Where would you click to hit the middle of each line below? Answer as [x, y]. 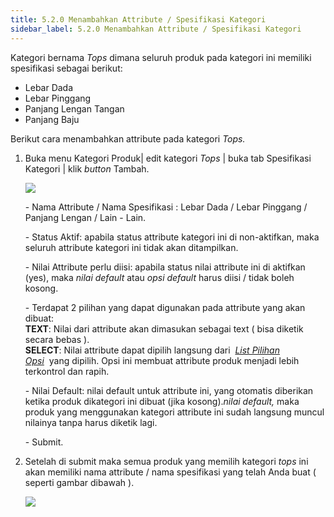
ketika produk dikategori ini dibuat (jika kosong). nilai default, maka [162, 401]
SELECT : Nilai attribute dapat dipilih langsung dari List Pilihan [152, 350]
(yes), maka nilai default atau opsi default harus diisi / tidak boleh [159, 277]
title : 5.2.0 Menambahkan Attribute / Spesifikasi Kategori [138, 19]
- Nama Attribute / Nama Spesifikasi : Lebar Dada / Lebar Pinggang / [166, 207]
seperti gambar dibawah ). [79, 482]
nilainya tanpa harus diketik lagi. [91, 422]
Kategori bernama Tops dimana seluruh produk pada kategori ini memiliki [161, 57]
